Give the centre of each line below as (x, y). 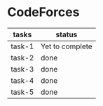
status (67, 34)
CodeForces (43, 12)
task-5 (22, 92)
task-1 (22, 46)
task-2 (22, 58)
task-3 (22, 69)
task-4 (22, 80)
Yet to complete (67, 46)
